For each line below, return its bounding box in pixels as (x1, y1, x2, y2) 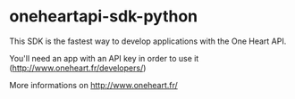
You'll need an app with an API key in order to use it (9, 53, 199, 63)
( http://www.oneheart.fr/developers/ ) (9, 62, 147, 73)
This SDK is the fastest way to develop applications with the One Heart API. (9, 36, 287, 46)
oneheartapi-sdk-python (9, 6, 198, 27)
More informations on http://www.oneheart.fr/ (9, 79, 179, 90)
